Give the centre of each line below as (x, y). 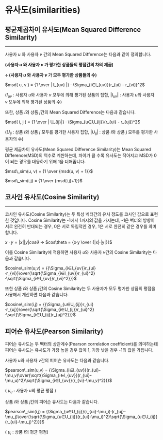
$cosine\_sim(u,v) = (25, 268)
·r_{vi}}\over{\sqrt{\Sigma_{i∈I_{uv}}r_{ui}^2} (50, 273)
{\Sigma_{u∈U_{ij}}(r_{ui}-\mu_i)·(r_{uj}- (86, 412)
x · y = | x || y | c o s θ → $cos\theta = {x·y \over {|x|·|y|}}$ (59, 242)
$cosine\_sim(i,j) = (24, 305)
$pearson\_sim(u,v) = (26, 370)
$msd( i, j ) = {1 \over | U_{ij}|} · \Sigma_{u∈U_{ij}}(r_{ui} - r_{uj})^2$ (73, 122)
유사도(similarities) (43, 10)
